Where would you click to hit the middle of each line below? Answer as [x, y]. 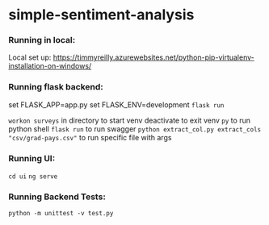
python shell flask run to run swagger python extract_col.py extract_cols [134, 129]
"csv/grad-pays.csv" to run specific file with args [90, 137]
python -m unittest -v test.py [61, 214]
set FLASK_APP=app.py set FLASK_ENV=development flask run [116, 104]
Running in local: [42, 40]
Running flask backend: [56, 87]
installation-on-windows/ [50, 66]
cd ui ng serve [33, 177]
